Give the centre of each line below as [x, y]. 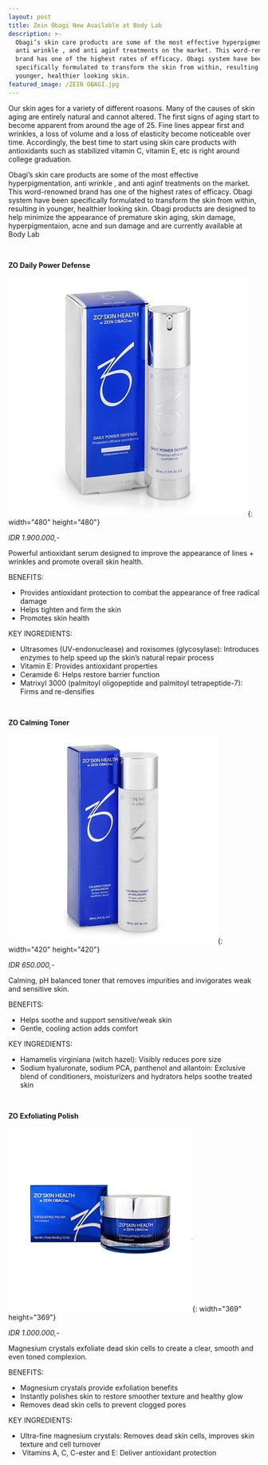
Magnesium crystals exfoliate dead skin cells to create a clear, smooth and [131, 1348]
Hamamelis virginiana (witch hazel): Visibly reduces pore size [120, 1059]
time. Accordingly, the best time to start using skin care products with [122, 142]
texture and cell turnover [60, 1444]
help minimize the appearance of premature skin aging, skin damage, [122, 217]
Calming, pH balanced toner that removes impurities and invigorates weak [130, 980]
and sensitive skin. [39, 988]
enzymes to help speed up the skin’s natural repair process [117, 657]
